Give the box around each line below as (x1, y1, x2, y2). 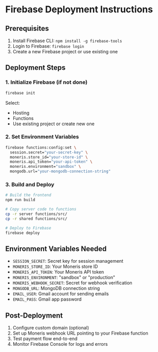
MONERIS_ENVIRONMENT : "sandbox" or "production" (12, 275, 116, 281)
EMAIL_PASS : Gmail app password (12, 296, 82, 302)
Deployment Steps (5, 63, 65, 72)
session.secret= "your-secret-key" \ (10, 150, 88, 155)
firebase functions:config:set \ (5, 145, 77, 150)
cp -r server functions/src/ (5, 211, 67, 217)
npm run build (5, 198, 36, 203)
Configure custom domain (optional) (12, 325, 89, 331)
